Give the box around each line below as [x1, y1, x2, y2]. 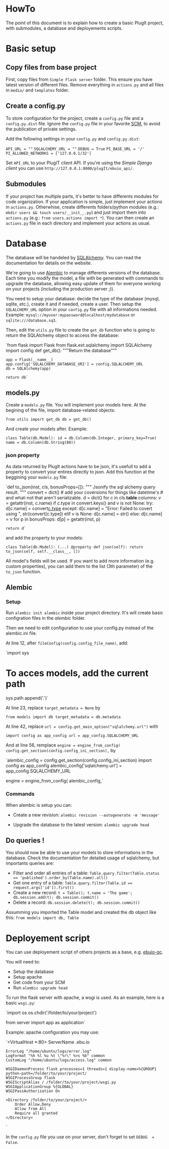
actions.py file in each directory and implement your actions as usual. [6, 220, 151, 226]
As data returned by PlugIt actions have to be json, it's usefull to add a [6, 463, 151, 469]
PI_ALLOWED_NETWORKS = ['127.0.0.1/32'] [6, 151, 92, 156]
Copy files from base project [6, 63, 97, 71]
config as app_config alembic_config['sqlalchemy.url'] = [6, 763, 122, 769]
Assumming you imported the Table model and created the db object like [6, 909, 156, 915]
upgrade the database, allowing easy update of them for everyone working [6, 280, 161, 286]
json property [6, 452, 40, 459]
